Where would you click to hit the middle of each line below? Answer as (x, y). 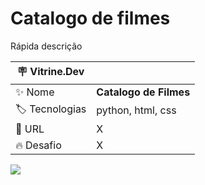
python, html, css (136, 110)
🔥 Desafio (38, 145)
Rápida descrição (46, 46)
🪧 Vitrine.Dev (50, 71)
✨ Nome (35, 92)
